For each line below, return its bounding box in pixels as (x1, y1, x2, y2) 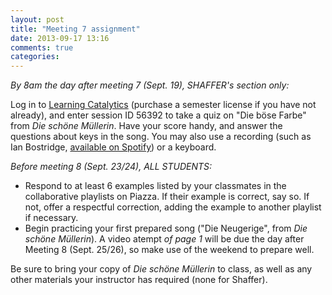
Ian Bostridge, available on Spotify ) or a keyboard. (10, 141, 217, 153)
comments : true (10, 42, 74, 53)
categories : (10, 52, 60, 62)
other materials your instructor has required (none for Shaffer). (10, 274, 268, 286)
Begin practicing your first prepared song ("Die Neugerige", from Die (24, 222, 308, 235)
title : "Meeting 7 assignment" (10, 24, 141, 34)
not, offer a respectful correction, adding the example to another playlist (24, 201, 322, 213)
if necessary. (24, 212, 79, 224)
